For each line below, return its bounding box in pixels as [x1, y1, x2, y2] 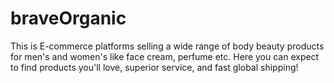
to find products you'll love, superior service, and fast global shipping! [10, 61, 299, 73]
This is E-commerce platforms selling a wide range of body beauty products [10, 40, 325, 52]
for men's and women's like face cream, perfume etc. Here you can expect [10, 50, 320, 62]
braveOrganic [10, 7, 127, 30]
